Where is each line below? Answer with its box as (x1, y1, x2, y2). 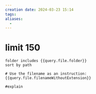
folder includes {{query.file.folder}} (5, 59, 87, 63)
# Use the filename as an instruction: (5, 71, 87, 76)
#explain (5, 84, 23, 89)
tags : (5, 12, 16, 17)
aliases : (5, 16, 23, 21)
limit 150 (5, 42, 40, 53)
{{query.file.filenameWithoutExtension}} (5, 76, 92, 81)
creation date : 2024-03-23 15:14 (5, 7, 74, 12)
